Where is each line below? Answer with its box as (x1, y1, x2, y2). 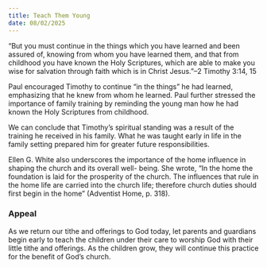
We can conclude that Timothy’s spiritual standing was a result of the (8, 122, 234, 132)
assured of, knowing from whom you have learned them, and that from (8, 49, 240, 59)
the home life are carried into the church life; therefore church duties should (8, 180, 257, 189)
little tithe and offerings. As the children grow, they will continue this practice (8, 243, 259, 253)
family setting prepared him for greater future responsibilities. (8, 139, 210, 149)
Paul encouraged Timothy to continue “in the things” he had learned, (8, 81, 233, 91)
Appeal (8, 208, 37, 219)
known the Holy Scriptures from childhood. (8, 107, 149, 116)
